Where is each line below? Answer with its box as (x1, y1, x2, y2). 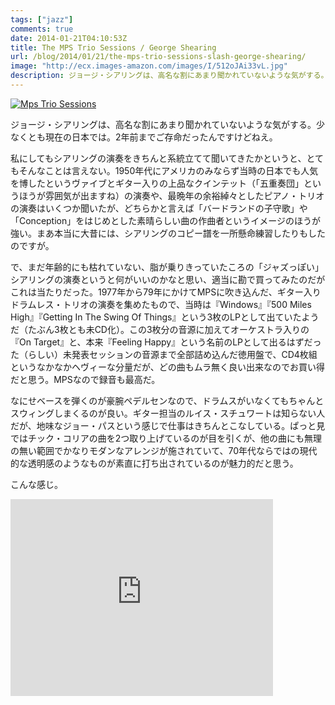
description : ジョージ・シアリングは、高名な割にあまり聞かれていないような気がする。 (10, 71, 329, 81)
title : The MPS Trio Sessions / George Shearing (10, 42, 217, 53)
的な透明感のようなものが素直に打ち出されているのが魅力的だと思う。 (10, 457, 299, 469)
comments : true (10, 24, 74, 34)
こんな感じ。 (10, 478, 63, 490)
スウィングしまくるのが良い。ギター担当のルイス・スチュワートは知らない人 (10, 407, 326, 419)
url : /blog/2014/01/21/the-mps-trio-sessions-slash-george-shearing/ (10, 52, 307, 62)
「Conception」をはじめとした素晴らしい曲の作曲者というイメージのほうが (10, 214, 321, 226)
